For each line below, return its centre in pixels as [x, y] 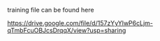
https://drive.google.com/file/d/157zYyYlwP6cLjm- [80, 23]
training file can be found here [51, 10]
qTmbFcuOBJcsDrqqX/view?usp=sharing [67, 30]
